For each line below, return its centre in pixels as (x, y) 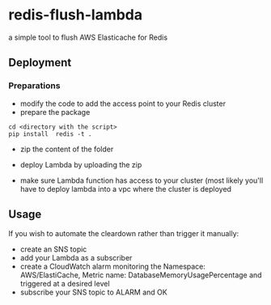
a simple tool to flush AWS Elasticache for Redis (88, 37)
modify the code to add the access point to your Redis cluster (123, 104)
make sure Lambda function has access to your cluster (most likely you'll (142, 180)
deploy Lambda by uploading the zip (81, 164)
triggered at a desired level (65, 284)
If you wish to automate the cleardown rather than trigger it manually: (124, 234)
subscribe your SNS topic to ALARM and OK (93, 292)
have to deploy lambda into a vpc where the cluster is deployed (126, 189)
